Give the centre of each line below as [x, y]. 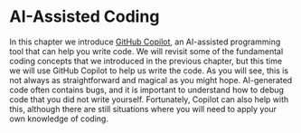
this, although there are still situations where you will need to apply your [143, 109]
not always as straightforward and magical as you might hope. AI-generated [151, 80]
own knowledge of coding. [59, 119]
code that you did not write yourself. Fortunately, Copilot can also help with [149, 99]
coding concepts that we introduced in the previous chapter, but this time [146, 61]
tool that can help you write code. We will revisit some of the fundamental [146, 51]
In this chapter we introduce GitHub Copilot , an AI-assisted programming [145, 42]
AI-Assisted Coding [85, 17]
